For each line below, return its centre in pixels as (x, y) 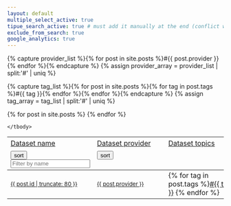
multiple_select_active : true (51, 20)
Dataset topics (191, 143)
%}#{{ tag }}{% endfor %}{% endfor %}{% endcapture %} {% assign (106, 94)
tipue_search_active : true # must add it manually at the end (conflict (113, 26)
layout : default (30, 13)
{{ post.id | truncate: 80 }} (44, 184)
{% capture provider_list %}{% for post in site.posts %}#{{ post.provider (110, 58)
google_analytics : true (41, 39)
